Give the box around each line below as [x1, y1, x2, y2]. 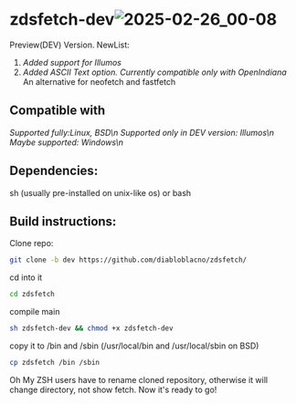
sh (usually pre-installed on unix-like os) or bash [9, 187, 192, 198]
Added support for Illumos [22, 57, 122, 67]
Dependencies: [9, 163, 99, 179]
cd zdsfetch [9, 290, 55, 299]
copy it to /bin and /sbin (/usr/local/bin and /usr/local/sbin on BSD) [9, 340, 259, 351]
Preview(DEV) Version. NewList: [9, 39, 130, 50]
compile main [9, 306, 60, 317]
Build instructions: [9, 213, 117, 229]
